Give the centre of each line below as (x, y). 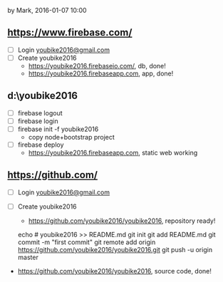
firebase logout (40, 113)
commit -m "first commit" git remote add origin (87, 242)
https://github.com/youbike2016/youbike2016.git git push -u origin (115, 249)
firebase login (38, 121)
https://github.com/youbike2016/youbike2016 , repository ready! (122, 221)
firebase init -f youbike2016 (58, 129)
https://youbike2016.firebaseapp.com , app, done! (101, 73)
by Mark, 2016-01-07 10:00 (47, 10)
